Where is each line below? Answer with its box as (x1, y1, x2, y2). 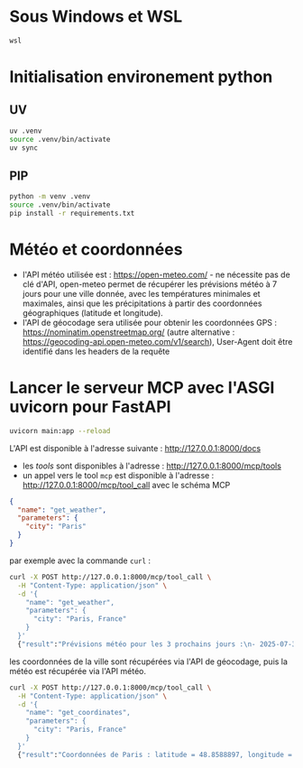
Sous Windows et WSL (9, 6, 183, 27)
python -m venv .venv (9, 192, 91, 201)
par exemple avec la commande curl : (9, 555, 151, 566)
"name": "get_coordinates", (25, 708, 131, 717)
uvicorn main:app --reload (9, 426, 111, 435)
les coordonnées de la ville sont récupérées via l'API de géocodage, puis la (9, 656, 289, 667)
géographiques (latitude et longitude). (22, 307, 164, 318)
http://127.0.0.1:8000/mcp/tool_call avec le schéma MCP (22, 479, 231, 490)
